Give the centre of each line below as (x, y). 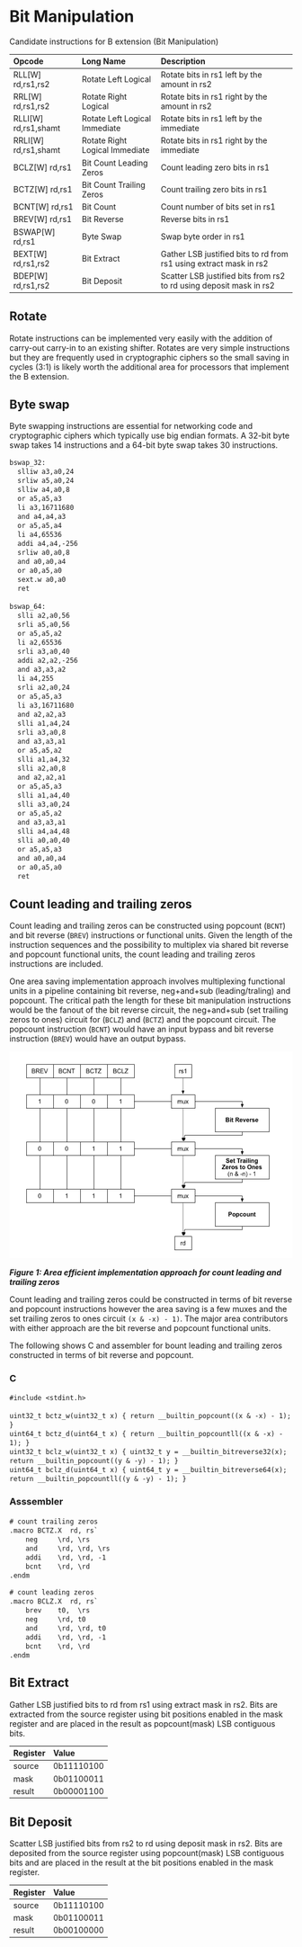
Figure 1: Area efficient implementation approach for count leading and (145, 1273)
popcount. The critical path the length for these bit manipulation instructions (151, 1001)
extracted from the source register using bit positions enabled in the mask (146, 1714)
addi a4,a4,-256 (48, 544)
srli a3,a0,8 (42, 733)
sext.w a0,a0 (42, 580)
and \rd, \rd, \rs (68, 1549)
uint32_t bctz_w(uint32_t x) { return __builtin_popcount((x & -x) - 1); (151, 1416)
